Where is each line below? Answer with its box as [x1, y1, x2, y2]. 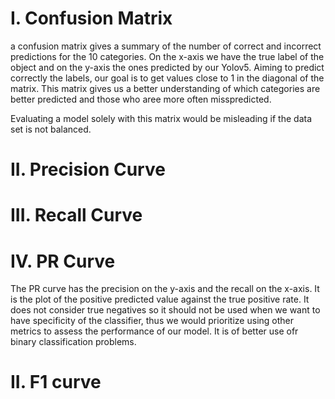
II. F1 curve [10, 371, 102, 394]
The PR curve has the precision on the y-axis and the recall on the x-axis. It [10, 283, 320, 295]
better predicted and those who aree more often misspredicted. [10, 93, 272, 105]
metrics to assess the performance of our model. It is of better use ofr [10, 325, 299, 337]
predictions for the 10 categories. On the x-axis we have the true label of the [10, 50, 325, 62]
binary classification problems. [10, 336, 137, 348]
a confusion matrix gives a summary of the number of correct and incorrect [10, 40, 322, 52]
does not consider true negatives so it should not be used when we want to [10, 304, 321, 316]
